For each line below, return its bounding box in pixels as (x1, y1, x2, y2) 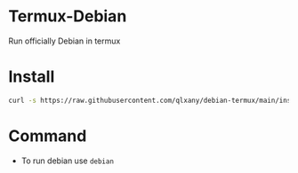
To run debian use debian (20, 155, 115, 166)
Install (8, 67, 55, 87)
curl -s (8, 96, 37, 105)
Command (8, 126, 87, 145)
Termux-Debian (8, 6, 127, 27)
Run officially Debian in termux (8, 35, 121, 46)
